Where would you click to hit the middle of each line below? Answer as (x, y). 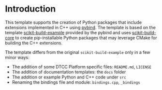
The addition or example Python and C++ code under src (69, 77)
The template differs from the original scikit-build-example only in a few (78, 52)
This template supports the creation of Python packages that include (73, 22)
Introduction (30, 9)
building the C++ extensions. (34, 43)
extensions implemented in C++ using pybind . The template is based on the (80, 27)
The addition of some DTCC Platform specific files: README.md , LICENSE (81, 67)
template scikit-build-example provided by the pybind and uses (68, 32)
